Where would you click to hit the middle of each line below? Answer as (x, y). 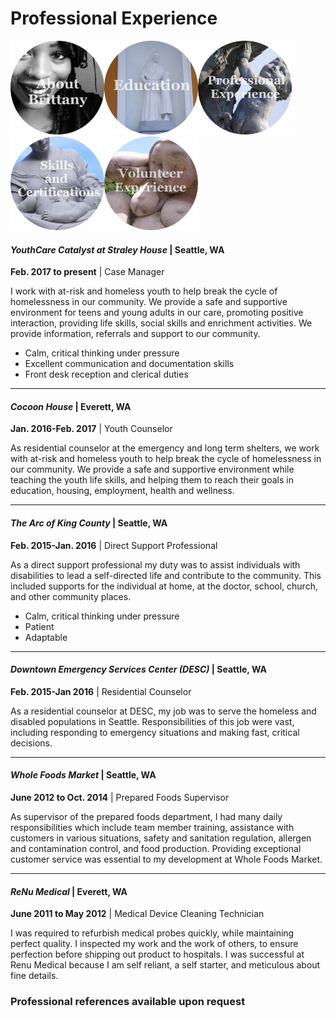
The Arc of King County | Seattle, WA (89, 523)
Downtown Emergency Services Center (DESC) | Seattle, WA (138, 669)
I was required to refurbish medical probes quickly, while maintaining (152, 933)
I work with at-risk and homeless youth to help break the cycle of (144, 291)
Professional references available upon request (128, 1002)
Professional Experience (114, 18)
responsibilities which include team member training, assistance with (152, 827)
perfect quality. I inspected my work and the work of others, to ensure (154, 944)
